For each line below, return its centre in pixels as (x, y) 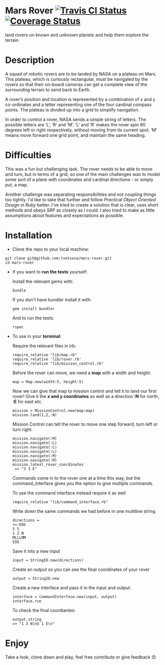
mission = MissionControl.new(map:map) (54, 411)
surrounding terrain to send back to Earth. (48, 90)
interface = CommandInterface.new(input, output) (65, 597)
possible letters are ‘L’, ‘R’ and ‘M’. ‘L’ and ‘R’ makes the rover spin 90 (75, 124)
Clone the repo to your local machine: (51, 249)
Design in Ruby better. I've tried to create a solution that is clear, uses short (82, 205)
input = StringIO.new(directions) (48, 560)
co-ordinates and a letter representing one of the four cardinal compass (79, 105)
